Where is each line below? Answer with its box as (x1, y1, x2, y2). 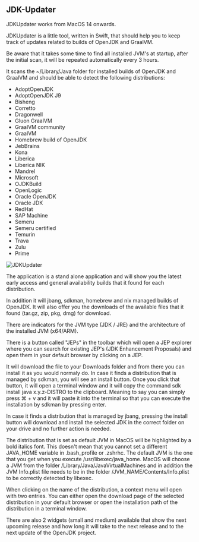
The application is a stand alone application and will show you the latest (6, 273, 182, 280)
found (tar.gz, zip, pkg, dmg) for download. (6, 309, 112, 317)
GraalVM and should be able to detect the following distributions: (6, 74, 165, 81)
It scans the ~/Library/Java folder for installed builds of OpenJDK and (6, 68, 176, 75)
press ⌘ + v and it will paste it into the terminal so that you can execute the (6, 395, 191, 402)
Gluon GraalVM (14, 117, 52, 124)
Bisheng (14, 98, 36, 105)
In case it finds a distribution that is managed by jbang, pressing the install (6, 412, 188, 420)
